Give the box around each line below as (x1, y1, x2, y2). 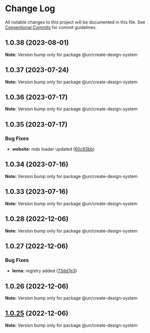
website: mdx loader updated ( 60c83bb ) (12, 146, 95, 152)
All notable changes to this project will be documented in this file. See (5, 19, 146, 25)
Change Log (5, 3, 55, 14)
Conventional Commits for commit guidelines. (5, 24, 97, 30)
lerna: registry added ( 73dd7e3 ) (12, 268, 77, 274)
